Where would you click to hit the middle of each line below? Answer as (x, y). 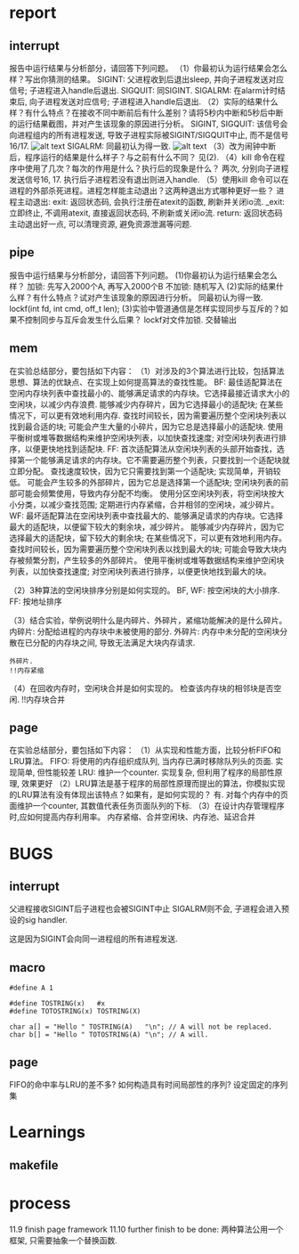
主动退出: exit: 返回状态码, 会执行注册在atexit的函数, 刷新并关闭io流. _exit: (150, 202)
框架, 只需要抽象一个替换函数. (64, 1240)
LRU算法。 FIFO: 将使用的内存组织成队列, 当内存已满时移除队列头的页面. (141, 761)
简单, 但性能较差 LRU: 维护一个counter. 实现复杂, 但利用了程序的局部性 (146, 772)
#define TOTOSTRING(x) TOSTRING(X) (75, 1012)
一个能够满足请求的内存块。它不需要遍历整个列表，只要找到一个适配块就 (157, 460)
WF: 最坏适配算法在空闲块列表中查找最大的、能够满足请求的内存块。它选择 (146, 516)
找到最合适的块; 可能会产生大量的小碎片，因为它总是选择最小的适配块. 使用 (146, 427)
